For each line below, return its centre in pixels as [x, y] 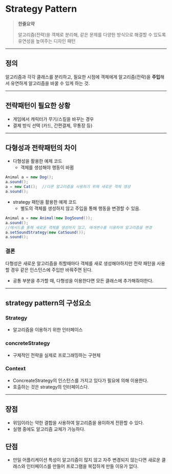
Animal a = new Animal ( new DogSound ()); [49, 218]
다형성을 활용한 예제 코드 [37, 161]
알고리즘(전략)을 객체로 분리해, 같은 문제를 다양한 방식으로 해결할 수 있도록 [92, 34]
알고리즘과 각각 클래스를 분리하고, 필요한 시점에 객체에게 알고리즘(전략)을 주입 [83, 77]
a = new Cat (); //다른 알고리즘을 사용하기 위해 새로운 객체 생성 [68, 187]
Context [16, 369]
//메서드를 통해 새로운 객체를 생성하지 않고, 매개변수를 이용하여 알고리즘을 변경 [79, 228]
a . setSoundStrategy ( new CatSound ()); [46, 232]
